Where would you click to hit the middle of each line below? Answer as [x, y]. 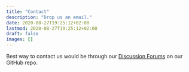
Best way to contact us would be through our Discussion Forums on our [94, 56]
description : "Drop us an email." [49, 17]
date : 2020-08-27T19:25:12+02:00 [48, 23]
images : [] [20, 39]
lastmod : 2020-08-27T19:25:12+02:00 [52, 28]
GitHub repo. [22, 62]
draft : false [22, 34]
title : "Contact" [28, 12]
